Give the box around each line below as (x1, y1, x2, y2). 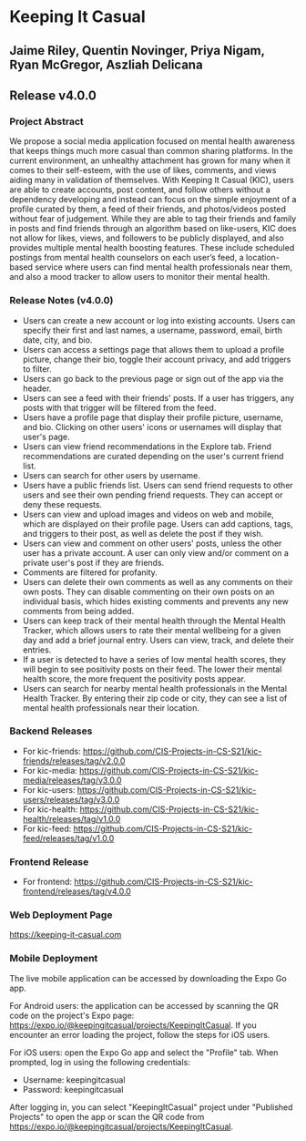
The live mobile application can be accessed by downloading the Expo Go (9, 972, 287, 983)
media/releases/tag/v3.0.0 (22, 775, 122, 786)
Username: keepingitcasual (22, 1074, 126, 1085)
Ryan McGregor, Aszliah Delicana (9, 57, 203, 72)
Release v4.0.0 (9, 87, 97, 103)
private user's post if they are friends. (22, 557, 165, 568)
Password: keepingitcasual (22, 1084, 124, 1095)
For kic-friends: (22, 745, 82, 756)
